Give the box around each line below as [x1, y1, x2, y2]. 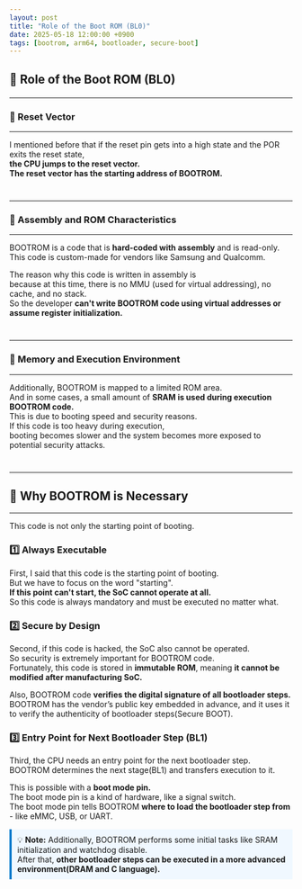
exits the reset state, [9, 148, 85, 159]
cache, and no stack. [9, 289, 87, 300]
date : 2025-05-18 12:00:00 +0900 [9, 30, 135, 39]
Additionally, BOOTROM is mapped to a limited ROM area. [9, 382, 223, 392]
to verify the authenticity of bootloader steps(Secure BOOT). [9, 708, 234, 719]
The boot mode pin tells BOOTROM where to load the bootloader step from [9, 802, 290, 813]
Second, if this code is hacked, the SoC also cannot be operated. [9, 642, 250, 653]
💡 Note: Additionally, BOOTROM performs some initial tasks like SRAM [17, 834, 279, 846]
